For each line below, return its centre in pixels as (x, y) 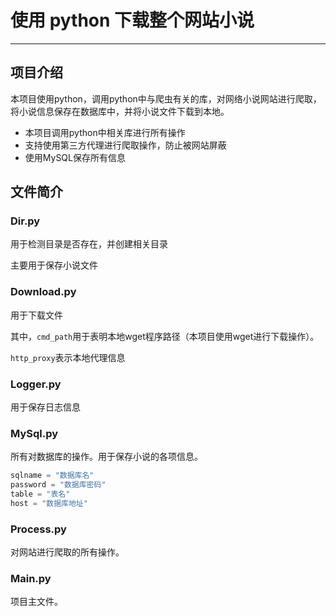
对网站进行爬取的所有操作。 (67, 552)
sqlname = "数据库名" (52, 476)
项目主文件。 (36, 602)
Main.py (31, 579)
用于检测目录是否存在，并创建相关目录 (89, 244)
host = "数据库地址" (49, 503)
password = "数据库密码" (58, 485)
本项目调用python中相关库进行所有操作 (105, 132)
